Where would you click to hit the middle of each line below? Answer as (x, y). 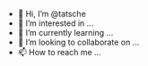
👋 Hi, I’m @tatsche (52, 14)
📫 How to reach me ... (59, 52)
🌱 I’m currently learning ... (65, 33)
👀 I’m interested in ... (56, 23)
